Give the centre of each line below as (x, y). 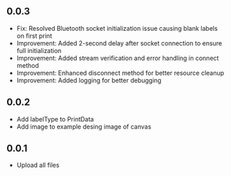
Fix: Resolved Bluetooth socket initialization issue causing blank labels (117, 28)
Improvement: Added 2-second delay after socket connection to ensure (119, 43)
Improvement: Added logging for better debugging (89, 80)
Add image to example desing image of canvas (84, 126)
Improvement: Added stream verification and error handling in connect (118, 58)
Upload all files (38, 165)
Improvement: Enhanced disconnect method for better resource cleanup (120, 73)
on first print (34, 36)
